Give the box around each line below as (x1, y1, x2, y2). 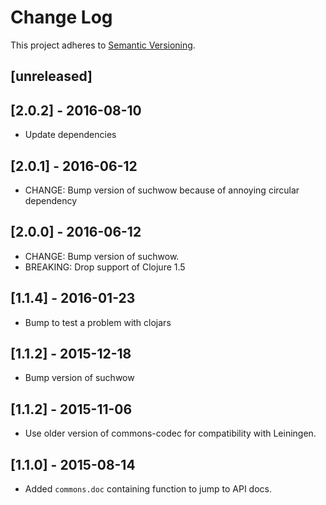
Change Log (10, 6, 113, 29)
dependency (24, 194, 78, 206)
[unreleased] (10, 68, 93, 85)
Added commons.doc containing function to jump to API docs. (24, 483, 272, 495)
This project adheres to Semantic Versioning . (10, 39, 196, 51)
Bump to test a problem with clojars (24, 316, 172, 328)
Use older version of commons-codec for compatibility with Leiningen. (24, 427, 317, 440)
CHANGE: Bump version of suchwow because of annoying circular (24, 184, 300, 196)
